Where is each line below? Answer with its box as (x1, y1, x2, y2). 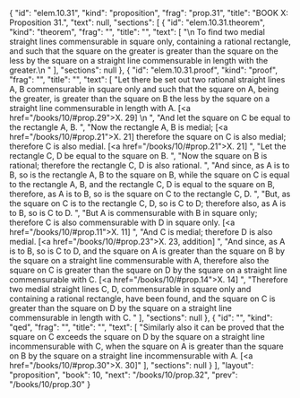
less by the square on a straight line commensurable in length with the (9, 56, 269, 65)
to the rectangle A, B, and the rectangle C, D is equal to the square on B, (9, 179, 276, 189)
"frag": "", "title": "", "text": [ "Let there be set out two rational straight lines (9, 74, 286, 84)
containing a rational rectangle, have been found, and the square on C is (9, 293, 276, 304)
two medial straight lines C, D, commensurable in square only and (9, 284, 252, 294)
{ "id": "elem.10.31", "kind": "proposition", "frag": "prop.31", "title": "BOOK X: (9, 8, 288, 18)
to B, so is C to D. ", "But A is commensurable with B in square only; (9, 208, 258, 218)
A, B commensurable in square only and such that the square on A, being (9, 84, 279, 94)
